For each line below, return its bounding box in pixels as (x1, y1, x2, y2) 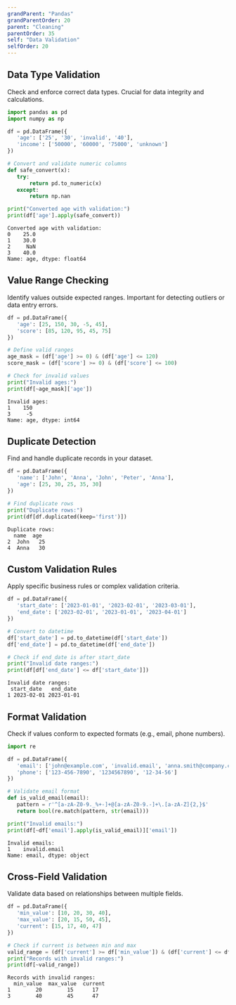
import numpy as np (7, 115, 65, 122)
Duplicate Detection (7, 436, 96, 448)
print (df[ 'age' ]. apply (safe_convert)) (7, 212, 121, 219)
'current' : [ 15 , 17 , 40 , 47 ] (16, 923, 102, 930)
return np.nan (29, 193, 71, 200)
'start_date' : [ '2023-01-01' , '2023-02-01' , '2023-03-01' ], (16, 602, 197, 609)
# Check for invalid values (7, 372, 90, 380)
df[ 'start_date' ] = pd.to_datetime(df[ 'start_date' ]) (7, 634, 169, 642)
